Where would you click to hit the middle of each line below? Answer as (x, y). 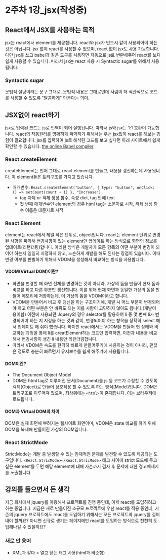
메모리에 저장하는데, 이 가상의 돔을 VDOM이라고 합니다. (75, 296)
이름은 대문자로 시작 (44, 210)
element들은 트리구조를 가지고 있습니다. (55, 177)
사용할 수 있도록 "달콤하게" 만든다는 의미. (50, 98)
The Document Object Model (42, 375)
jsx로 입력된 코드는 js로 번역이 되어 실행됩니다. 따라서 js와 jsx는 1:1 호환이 (76, 128)
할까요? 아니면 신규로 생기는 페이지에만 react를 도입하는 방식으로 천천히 (83, 521)
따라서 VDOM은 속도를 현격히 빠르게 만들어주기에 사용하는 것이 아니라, (80, 345)
